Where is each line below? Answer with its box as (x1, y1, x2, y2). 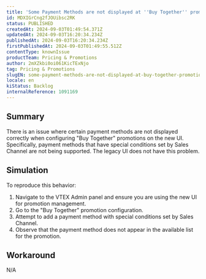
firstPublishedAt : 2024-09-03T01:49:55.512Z (6, 44, 122, 50)
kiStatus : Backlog (6, 83, 53, 90)
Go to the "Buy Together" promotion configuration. (15, 206, 144, 213)
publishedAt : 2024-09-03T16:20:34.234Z (6, 37, 109, 44)
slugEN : (6, 72, 26, 78)
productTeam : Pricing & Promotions (6, 55, 97, 61)
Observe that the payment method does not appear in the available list (15, 226, 193, 233)
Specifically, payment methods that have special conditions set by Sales (6, 140, 189, 148)
